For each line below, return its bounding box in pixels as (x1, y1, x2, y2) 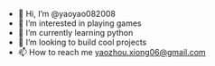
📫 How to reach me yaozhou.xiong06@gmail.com (17, 47, 206, 57)
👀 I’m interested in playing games (17, 18, 142, 29)
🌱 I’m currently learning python (17, 28, 134, 37)
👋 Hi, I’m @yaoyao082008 (17, 9, 116, 19)
